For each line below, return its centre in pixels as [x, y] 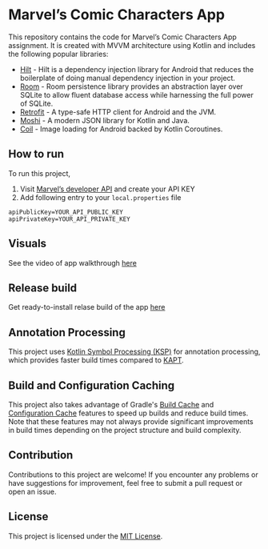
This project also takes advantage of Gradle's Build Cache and [111, 405]
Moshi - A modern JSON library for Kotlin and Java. [105, 120]
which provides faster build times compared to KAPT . [96, 360]
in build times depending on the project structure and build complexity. [125, 430]
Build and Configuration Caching [92, 385]
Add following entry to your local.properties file [100, 197]
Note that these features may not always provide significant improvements [131, 421]
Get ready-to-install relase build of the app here [87, 307]
